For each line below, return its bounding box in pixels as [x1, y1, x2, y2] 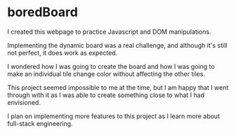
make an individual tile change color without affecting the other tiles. [7, 70, 206, 78]
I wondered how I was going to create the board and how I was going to [7, 62, 216, 70]
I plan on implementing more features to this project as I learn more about [7, 112, 220, 120]
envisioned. [7, 98, 41, 106]
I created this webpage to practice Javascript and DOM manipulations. [7, 27, 211, 36]
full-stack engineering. [7, 119, 73, 127]
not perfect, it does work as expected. [7, 49, 118, 57]
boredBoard [7, 4, 79, 20]
